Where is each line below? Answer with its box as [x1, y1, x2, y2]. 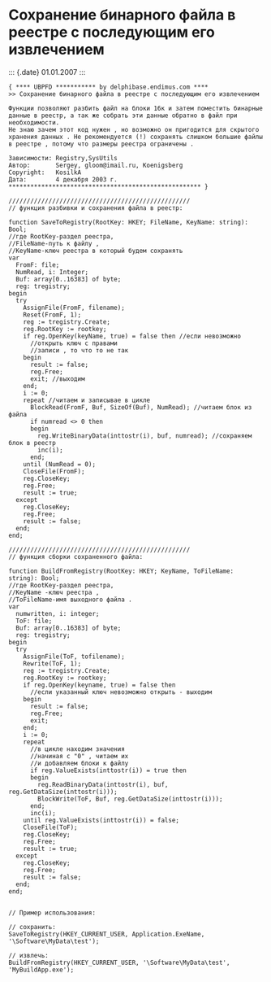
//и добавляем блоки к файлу [29, 759, 129, 767]
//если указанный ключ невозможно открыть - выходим [29, 687, 213, 696]
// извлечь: [8, 951, 49, 959]
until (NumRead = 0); [23, 460, 96, 469]
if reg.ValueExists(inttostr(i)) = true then [29, 766, 187, 775]
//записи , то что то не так [29, 346, 129, 355]
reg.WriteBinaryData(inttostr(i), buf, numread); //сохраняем [37, 431, 252, 440]
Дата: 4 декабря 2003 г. [8, 175, 118, 184]
